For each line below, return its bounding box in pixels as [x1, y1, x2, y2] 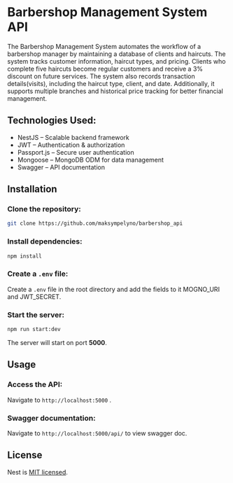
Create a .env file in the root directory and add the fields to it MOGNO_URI [7, 285, 220, 293]
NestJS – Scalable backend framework [17, 133, 129, 141]
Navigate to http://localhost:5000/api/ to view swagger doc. [7, 428, 188, 437]
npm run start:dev [7, 326, 61, 333]
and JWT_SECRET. [7, 292, 62, 301]
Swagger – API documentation [17, 162, 105, 171]
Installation [7, 183, 57, 195]
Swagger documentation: [7, 413, 96, 423]
